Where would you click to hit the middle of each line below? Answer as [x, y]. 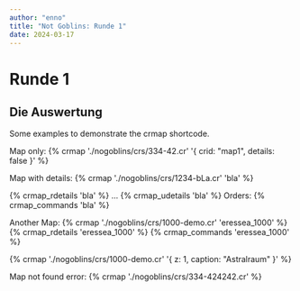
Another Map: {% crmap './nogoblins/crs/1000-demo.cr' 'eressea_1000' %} [149, 223]
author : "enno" [38, 18]
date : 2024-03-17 [42, 34]
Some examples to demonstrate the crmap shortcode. [109, 134]
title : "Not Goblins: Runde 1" [68, 26]
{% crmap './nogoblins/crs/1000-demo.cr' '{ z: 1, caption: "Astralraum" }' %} [150, 259]
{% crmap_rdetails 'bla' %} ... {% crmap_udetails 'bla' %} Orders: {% [137, 196]
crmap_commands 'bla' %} [59, 205]
